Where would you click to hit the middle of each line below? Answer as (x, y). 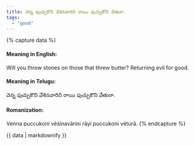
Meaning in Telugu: (31, 82)
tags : (13, 18)
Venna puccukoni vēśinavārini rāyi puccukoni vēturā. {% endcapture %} (96, 123)
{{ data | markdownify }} (37, 135)
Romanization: (25, 110)
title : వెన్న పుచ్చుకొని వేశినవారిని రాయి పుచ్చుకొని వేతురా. (67, 12)
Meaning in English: (32, 54)
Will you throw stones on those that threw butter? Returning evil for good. (98, 68)
